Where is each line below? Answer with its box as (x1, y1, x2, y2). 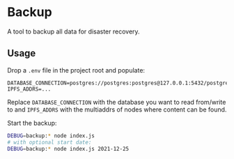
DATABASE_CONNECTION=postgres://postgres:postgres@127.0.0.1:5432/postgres (7, 79, 232, 86)
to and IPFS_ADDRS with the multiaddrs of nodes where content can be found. (7, 105, 227, 114)
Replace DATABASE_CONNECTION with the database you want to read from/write (7, 98, 226, 106)
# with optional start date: (7, 139, 92, 146)
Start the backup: (7, 119, 57, 127)
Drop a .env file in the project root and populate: (7, 66, 145, 74)
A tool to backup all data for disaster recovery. (7, 27, 141, 36)
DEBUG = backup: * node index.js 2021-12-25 (7, 145, 130, 152)
